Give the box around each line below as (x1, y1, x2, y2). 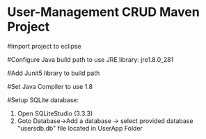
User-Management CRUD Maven (7, 4, 200, 20)
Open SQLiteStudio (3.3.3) (17, 109, 93, 117)
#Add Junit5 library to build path (7, 69, 100, 77)
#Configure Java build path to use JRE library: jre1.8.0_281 (7, 55, 174, 63)
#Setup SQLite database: (7, 95, 79, 104)
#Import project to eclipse (7, 42, 81, 50)
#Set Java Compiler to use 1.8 (7, 82, 93, 90)
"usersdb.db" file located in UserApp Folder (17, 124, 143, 132)
